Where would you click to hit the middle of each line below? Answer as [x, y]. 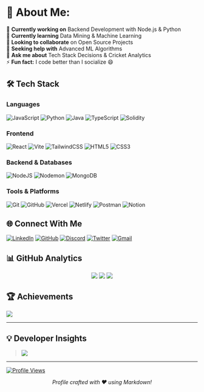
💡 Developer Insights [46, 339]
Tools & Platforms [33, 191]
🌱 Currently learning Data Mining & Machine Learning [74, 35]
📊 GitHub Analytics [44, 258]
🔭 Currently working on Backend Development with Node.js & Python [93, 29]
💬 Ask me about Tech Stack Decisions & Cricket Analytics [79, 55]
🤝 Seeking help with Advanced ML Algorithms [64, 49]
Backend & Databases [39, 162]
